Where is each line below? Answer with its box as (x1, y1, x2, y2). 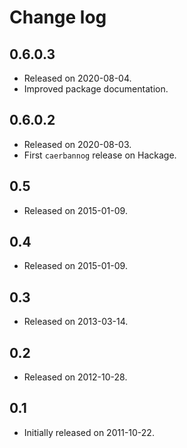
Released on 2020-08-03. (23, 138, 132, 150)
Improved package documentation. (23, 83, 169, 95)
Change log (9, 6, 107, 29)
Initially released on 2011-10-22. (23, 426, 155, 438)
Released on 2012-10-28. (23, 371, 128, 383)
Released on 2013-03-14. (23, 316, 129, 328)
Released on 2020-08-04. (23, 72, 132, 84)
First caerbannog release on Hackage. (23, 149, 177, 161)
